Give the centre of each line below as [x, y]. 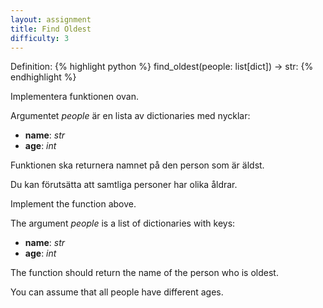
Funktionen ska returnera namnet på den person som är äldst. [137, 165]
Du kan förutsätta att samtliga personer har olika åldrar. [124, 185]
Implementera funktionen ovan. [75, 97]
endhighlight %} [43, 77]
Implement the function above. [73, 204]
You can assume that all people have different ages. [117, 292]
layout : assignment [51, 19]
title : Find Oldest [51, 29]
